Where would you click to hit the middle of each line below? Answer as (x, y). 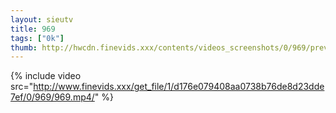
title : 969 (33, 29)
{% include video (46, 76)
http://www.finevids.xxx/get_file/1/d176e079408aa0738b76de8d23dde (179, 87)
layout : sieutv (42, 19)
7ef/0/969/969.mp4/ (52, 97)
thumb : (24, 47)
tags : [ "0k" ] (37, 38)
